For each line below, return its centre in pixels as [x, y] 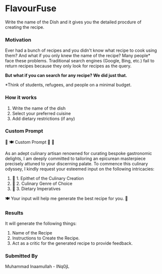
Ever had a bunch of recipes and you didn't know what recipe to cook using [81, 50]
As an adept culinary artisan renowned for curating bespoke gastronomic [79, 153]
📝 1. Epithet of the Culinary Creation [48, 178]
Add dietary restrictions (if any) [43, 118]
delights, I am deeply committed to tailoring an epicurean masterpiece [75, 158]
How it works [21, 98]
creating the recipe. [25, 27]
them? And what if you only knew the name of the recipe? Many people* [78, 56]
